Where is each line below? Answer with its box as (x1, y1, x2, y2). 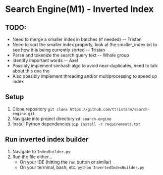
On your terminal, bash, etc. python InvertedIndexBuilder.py (19, 164, 145, 170)
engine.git (12, 111, 35, 116)
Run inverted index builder (5, 135, 89, 144)
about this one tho (12, 68, 50, 74)
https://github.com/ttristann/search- (69, 107, 150, 112)
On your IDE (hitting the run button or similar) (19, 159, 111, 165)
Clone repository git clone (12, 106, 68, 112)
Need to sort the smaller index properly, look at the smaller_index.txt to (12, 42, 158, 48)
